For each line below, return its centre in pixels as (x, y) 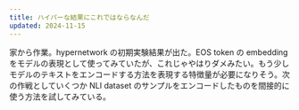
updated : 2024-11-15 (48, 26)
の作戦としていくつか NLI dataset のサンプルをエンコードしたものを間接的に (149, 85)
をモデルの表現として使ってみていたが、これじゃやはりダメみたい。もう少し (149, 63)
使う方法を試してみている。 (60, 96)
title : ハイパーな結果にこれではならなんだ (79, 17)
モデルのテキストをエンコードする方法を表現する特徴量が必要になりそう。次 (149, 74)
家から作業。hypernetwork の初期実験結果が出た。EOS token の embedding (149, 52)
